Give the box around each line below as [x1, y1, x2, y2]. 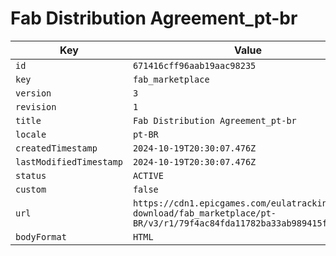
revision [15, 101, 57, 112]
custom [15, 183, 47, 195]
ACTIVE [132, 170, 164, 181]
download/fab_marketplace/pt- [132, 207, 277, 219]
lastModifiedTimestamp [15, 156, 123, 167]
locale [15, 128, 47, 140]
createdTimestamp [15, 142, 98, 154]
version [15, 87, 52, 99]
